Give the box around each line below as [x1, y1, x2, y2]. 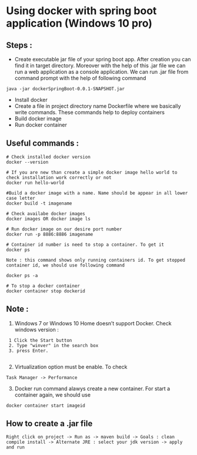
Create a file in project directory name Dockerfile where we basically [14, 103, 181, 110]
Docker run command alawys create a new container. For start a [14, 385, 171, 392]
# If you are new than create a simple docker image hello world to [6, 169, 178, 175]
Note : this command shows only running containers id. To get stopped [6, 257, 185, 263]
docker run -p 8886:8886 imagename [6, 231, 94, 237]
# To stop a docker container [6, 283, 81, 289]
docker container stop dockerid [6, 288, 85, 294]
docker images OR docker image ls [6, 216, 91, 222]
